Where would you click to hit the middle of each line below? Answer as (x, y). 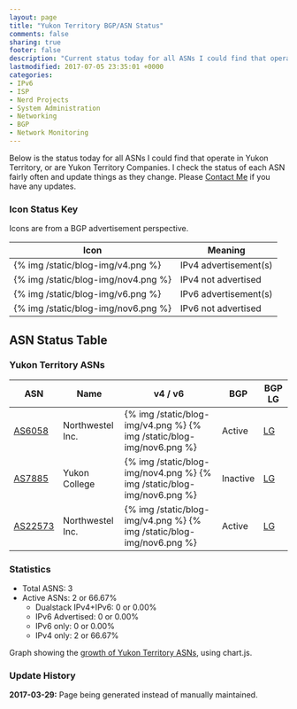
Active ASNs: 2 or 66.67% (69, 598)
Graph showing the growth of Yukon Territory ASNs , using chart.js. (131, 653)
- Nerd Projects (39, 100)
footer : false (35, 51)
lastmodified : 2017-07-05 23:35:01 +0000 (87, 67)
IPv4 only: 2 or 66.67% (77, 635)
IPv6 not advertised (221, 308)
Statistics (30, 569)
